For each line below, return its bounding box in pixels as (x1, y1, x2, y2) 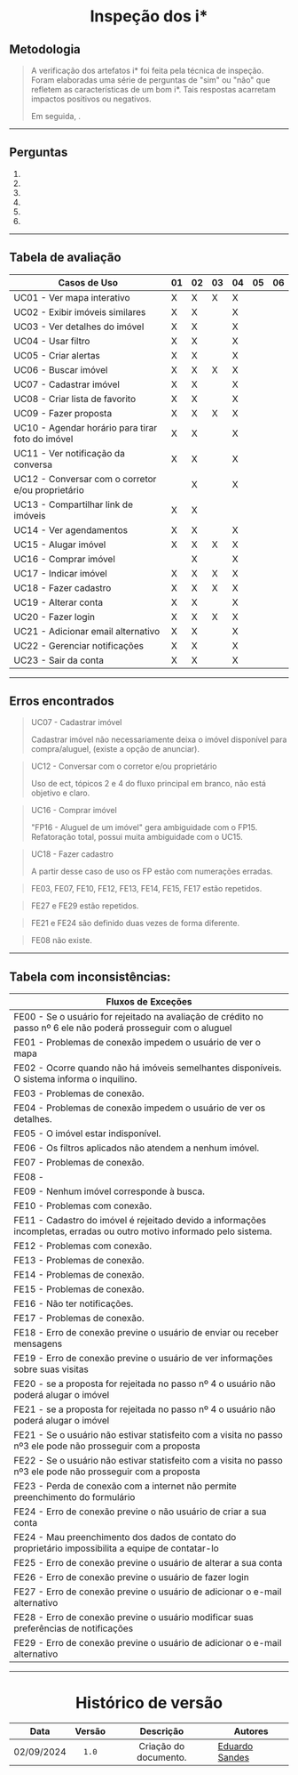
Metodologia (9, 42, 82, 57)
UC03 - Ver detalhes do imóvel (13, 320, 145, 333)
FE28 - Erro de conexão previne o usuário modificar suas (13, 1611, 255, 1624)
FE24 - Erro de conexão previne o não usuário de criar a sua (13, 1505, 267, 1518)
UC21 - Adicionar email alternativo (13, 625, 161, 637)
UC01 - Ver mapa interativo (13, 291, 130, 303)
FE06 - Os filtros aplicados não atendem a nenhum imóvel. (13, 1142, 260, 1154)
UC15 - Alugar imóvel (13, 538, 106, 551)
